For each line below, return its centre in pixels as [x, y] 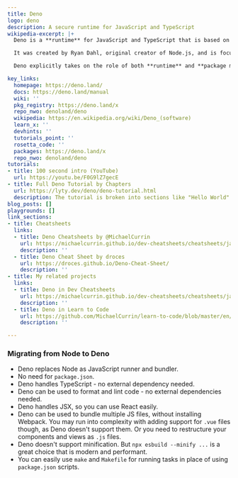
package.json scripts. [49, 467]
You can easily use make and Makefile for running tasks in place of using [123, 460]
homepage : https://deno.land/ [58, 85]
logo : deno [23, 21]
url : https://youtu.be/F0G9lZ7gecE [66, 178]
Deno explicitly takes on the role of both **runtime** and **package [120, 66]
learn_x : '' [32, 125]
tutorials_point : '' [44, 138]
